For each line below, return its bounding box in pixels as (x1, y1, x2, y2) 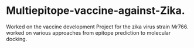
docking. (6, 35, 28, 42)
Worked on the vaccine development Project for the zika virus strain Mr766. (6, 23, 189, 30)
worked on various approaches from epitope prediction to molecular (6, 29, 171, 36)
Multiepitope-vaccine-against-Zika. (6, 4, 186, 17)
